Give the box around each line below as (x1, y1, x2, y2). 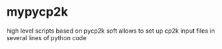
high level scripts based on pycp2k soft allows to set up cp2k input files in (6, 27, 215, 35)
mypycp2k (6, 4, 69, 20)
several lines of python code (6, 33, 87, 42)
